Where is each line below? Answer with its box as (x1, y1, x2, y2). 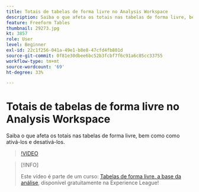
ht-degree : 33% (6, 69, 44, 75)
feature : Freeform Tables (6, 20, 70, 25)
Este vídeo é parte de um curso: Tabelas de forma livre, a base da (20, 173, 182, 180)
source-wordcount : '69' (6, 63, 65, 70)
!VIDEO (20, 150, 38, 157)
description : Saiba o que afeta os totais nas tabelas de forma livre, (6, 14, 187, 20)
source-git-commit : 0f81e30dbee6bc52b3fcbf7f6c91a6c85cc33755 (6, 53, 163, 59)
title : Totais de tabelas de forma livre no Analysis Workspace (6, 8, 168, 15)
